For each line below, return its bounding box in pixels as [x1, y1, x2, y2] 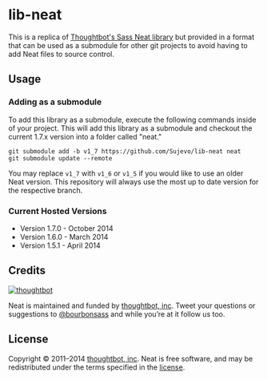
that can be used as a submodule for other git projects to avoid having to [8, 40, 248, 50]
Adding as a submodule [8, 96, 102, 107]
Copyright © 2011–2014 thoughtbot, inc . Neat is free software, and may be [8, 354, 253, 363]
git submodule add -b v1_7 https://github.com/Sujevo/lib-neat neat [8, 147, 241, 156]
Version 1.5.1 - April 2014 [19, 241, 102, 250]
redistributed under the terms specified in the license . [8, 362, 185, 372]
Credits [8, 264, 46, 277]
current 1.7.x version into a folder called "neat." [8, 131, 162, 141]
